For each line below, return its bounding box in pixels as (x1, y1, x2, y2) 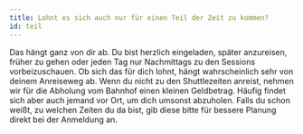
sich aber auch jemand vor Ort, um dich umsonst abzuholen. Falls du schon (9, 94, 291, 105)
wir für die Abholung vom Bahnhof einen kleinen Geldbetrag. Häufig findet (9, 85, 287, 96)
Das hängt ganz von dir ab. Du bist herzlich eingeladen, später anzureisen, (9, 46, 288, 57)
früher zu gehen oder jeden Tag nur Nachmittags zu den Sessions (9, 56, 256, 67)
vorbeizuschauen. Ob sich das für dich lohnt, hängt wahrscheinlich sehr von (9, 65, 294, 77)
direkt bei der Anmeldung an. (9, 114, 118, 125)
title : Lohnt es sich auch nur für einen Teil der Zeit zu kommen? (9, 13, 270, 23)
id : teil (9, 22, 43, 31)
